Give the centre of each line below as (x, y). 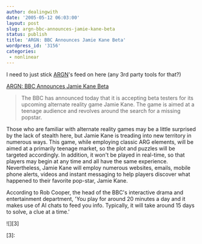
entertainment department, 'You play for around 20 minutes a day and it (96, 198)
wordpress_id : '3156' (34, 46)
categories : (21, 52)
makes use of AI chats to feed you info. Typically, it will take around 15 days (101, 205)
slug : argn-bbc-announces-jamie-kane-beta (61, 29)
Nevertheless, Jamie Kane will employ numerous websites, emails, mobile (99, 168)
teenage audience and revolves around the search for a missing (101, 110)
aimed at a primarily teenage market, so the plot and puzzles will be (91, 148)
